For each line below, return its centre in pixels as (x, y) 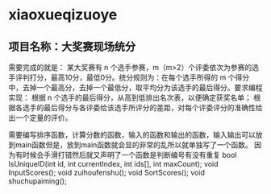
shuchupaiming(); (38, 181)
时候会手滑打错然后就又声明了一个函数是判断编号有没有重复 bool (129, 155)
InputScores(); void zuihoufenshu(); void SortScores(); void (107, 172)
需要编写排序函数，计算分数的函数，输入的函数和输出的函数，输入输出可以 (132, 135)
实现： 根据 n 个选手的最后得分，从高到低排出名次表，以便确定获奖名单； (130, 97)
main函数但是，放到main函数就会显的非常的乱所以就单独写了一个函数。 (133, 145)
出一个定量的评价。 (40, 118)
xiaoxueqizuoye (63, 15)
